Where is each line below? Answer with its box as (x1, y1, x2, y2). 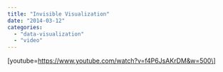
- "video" (14, 37, 43, 44)
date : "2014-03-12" (7, 17, 66, 24)
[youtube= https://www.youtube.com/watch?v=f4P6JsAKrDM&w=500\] (7, 56, 216, 65)
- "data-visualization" (14, 30, 84, 38)
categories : (7, 24, 43, 31)
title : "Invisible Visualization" (7, 10, 110, 18)
